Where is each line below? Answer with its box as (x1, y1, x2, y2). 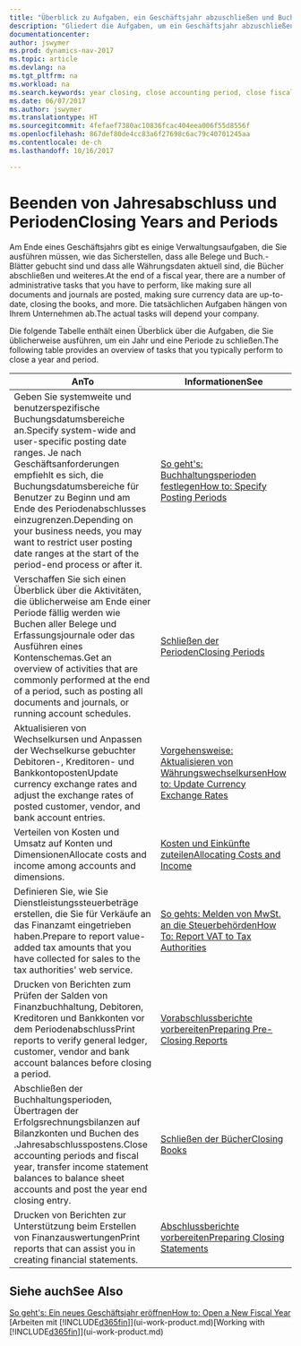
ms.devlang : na (9, 64, 66, 73)
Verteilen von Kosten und (13, 826, 120, 838)
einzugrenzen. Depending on (13, 513, 133, 526)
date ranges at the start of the (13, 547, 140, 560)
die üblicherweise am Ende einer (13, 595, 151, 607)
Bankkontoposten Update (13, 767, 119, 779)
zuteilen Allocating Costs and (159, 848, 281, 861)
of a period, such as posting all (13, 684, 143, 697)
